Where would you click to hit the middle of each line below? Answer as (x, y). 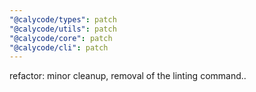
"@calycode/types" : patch (63, 19)
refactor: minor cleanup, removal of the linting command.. (128, 76)
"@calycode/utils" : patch (63, 29)
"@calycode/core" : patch (61, 38)
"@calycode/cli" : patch (59, 47)
